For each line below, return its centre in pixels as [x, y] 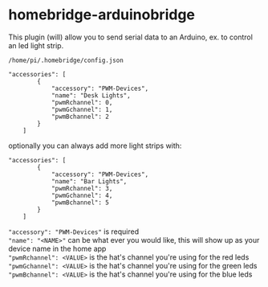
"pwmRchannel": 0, [82, 102]
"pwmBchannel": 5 [80, 203]
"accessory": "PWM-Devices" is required [74, 232]
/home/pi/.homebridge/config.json [66, 60]
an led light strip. [36, 45]
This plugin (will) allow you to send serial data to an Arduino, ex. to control [130, 37]
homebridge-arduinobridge [102, 15]
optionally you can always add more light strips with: [95, 146]
